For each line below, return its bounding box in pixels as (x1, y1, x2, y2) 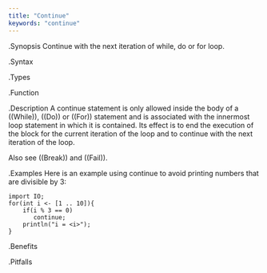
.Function (8, 87, 40, 97)
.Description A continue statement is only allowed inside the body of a (8, 103, 239, 113)
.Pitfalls (8, 257, 33, 267)
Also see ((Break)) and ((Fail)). (8, 153, 108, 163)
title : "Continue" (8, 11, 70, 20)
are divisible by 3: (8, 177, 66, 187)
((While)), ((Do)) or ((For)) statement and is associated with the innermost (8, 111, 250, 121)
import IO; (8, 192, 45, 200)
